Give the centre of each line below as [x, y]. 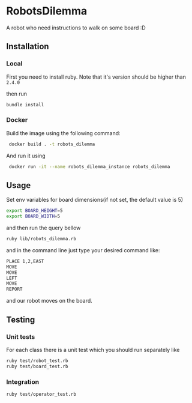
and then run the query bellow [43, 228]
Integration [23, 381]
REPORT [14, 289]
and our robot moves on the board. [49, 301]
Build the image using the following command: [64, 133]
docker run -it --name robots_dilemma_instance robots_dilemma [89, 166]
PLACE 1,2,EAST [25, 261]
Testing [21, 320]
